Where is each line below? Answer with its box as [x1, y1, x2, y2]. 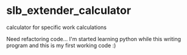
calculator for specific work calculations [6, 24, 107, 31]
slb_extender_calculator [6, 4, 132, 18]
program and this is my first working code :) [6, 42, 116, 49]
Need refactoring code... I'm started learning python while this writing [6, 35, 182, 42]
